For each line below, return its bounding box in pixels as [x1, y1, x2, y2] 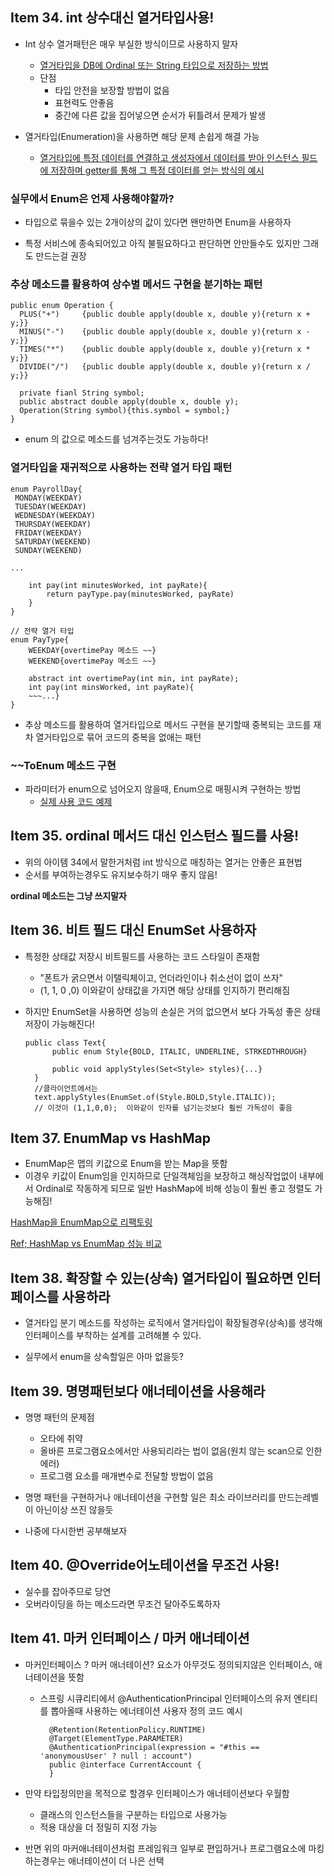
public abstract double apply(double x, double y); [19, 397, 240, 407]
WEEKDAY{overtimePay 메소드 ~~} [28, 645, 157, 655]
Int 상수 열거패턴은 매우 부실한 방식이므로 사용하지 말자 [24, 38, 239, 50]
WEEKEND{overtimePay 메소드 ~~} [28, 656, 157, 666]
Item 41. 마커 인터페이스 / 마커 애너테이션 [10, 1630, 250, 1647]
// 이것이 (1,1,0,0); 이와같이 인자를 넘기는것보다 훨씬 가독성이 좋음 [34, 1103, 293, 1113]
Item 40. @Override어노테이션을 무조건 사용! [10, 1557, 280, 1574]
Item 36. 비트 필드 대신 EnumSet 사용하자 [10, 922, 257, 939]
